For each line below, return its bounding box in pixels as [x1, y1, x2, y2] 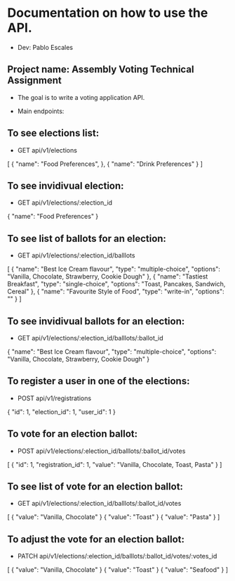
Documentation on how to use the [7, 5, 208, 21]
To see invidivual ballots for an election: [7, 315, 185, 327]
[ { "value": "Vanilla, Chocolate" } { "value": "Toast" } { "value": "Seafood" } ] [7, 566, 229, 574]
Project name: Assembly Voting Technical [7, 63, 194, 75]
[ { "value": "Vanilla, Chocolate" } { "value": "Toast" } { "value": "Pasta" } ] [7, 513, 220, 521]
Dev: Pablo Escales [17, 43, 74, 51]
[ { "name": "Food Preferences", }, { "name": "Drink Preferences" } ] [7, 160, 203, 168]
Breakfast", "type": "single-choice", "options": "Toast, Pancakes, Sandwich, [7, 280, 226, 288]
